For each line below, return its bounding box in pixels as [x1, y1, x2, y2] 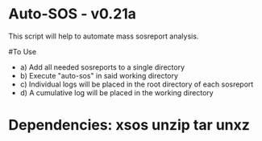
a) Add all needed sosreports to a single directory [19, 62, 185, 72]
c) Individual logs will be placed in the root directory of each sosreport [19, 79, 254, 89]
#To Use [8, 46, 37, 56]
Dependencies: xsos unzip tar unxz [8, 116, 250, 135]
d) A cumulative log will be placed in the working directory [19, 87, 214, 97]
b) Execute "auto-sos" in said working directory [19, 70, 179, 80]
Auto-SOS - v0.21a [8, 5, 137, 23]
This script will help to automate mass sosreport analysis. [8, 31, 199, 41]
